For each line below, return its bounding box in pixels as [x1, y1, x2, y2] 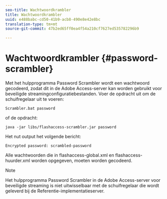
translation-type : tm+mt [5, 21, 58, 27]
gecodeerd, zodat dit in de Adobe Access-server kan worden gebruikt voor [5, 86, 162, 92]
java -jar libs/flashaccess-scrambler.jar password [5, 125, 116, 130]
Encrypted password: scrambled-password [5, 143, 92, 148]
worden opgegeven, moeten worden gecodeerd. [31, 157, 133, 164]
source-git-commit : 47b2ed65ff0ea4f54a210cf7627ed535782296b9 [5, 26, 139, 31]
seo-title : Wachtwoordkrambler [5, 7, 71, 13]
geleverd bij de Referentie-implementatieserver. [5, 188, 105, 194]
